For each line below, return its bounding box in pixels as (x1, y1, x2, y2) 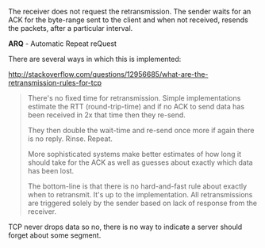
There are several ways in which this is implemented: (8, 55, 182, 63)
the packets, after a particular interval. (8, 24, 133, 32)
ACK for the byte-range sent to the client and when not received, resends (8, 15, 248, 25)
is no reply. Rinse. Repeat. (27, 134, 113, 143)
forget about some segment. (8, 231, 102, 240)
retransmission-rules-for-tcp (8, 78, 102, 87)
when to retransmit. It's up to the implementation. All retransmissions (27, 190, 253, 199)
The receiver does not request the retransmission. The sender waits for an (8, 7, 252, 16)
